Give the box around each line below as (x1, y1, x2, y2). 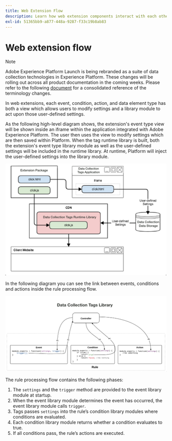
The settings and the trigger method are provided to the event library (12, 386, 162, 392)
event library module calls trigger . (12, 403, 86, 409)
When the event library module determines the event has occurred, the (12, 397, 163, 404)
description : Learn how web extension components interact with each (5, 13, 157, 19)
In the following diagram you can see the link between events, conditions (5, 280, 159, 286)
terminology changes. (5, 90, 52, 97)
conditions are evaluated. (12, 413, 67, 420)
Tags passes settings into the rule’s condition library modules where (12, 408, 158, 414)
